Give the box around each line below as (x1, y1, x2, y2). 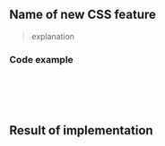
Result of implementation (9, 123, 154, 138)
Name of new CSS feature (9, 7, 157, 22)
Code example (9, 53, 74, 65)
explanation (30, 30, 74, 41)
